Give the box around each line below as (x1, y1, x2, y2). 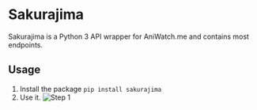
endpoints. (8, 40, 43, 49)
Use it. (19, 93, 41, 102)
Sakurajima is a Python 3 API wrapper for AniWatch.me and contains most (8, 32, 249, 41)
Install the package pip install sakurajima (19, 84, 162, 93)
